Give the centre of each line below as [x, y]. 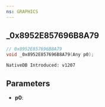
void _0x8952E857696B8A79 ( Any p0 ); [50, 55]
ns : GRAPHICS [22, 12]
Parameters [28, 83]
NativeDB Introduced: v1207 [41, 66]
